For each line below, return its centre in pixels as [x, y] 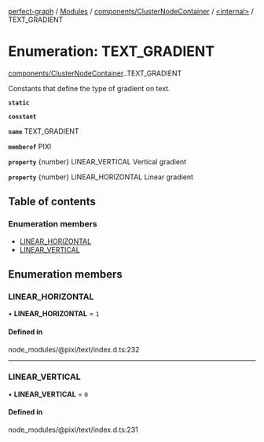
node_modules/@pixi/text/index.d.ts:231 [73, 430]
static [19, 103]
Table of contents [52, 202]
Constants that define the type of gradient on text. [89, 88]
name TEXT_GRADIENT [44, 131]
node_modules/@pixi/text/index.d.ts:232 [74, 349]
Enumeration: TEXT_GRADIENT [111, 52]
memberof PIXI [30, 146]
